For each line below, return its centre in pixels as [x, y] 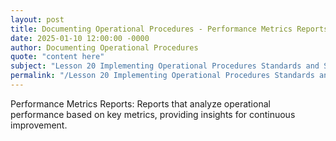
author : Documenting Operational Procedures [104, 47]
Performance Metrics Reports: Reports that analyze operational [140, 103]
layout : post [37, 19]
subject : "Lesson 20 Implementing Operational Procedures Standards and [165, 66]
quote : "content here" [57, 57]
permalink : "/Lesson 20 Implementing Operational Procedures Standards [162, 76]
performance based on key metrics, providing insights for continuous [153, 114]
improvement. [39, 125]
